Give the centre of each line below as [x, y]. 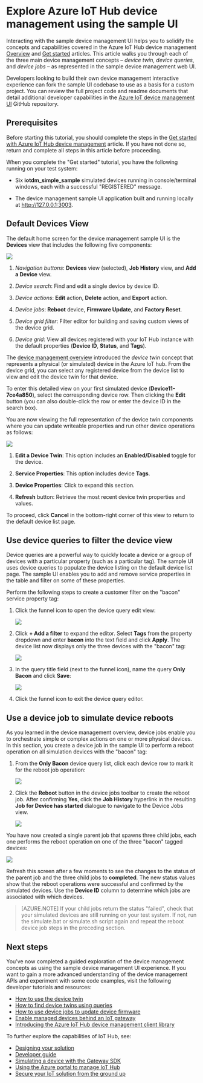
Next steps [27, 947]
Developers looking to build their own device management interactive [93, 78]
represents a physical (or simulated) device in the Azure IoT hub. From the [98, 363]
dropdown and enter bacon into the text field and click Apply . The [97, 640]
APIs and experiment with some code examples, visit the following [89, 981]
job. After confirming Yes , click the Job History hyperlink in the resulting [105, 799]
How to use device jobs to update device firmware [78, 1012]
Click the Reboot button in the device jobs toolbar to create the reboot [102, 793]
